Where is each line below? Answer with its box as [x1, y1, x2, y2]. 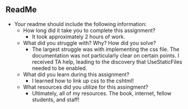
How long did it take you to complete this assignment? [23, 27, 155, 34]
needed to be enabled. [31, 65, 87, 72]
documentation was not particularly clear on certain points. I [31, 52, 179, 59]
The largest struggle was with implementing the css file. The [31, 46, 180, 53]
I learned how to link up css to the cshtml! [31, 77, 134, 84]
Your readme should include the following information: [14, 20, 147, 27]
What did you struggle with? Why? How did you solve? [23, 39, 157, 46]
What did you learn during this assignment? [23, 70, 130, 78]
